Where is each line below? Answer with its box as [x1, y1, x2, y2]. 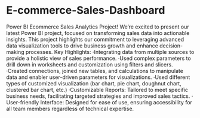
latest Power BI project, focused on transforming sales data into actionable [6, 29, 190, 36]
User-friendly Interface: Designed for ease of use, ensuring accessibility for [6, 98, 193, 106]
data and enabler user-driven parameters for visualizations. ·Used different [6, 74, 190, 81]
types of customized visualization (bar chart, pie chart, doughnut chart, [6, 79, 182, 87]
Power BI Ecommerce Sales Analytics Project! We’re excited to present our [6, 23, 189, 30]
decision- [159, 42, 183, 49]
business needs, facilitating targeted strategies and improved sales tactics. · [6, 93, 193, 100]
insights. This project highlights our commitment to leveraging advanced [6, 36, 184, 43]
